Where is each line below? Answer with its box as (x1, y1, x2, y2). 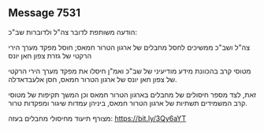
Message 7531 (8, 6, 81, 20)
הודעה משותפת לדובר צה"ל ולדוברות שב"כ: (8, 27, 138, 36)
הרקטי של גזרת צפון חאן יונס (8, 51, 92, 60)
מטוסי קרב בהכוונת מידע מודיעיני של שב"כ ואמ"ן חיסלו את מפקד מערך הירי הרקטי (8, 66, 251, 76)
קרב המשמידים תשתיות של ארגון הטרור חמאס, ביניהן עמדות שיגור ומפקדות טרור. (8, 98, 248, 107)
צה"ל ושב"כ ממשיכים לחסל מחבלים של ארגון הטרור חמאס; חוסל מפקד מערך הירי (8, 43, 251, 52)
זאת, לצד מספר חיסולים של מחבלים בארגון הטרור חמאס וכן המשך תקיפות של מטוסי (8, 90, 257, 99)
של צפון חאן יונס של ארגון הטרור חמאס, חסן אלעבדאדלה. (8, 74, 177, 84)
